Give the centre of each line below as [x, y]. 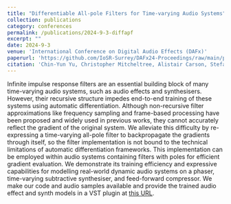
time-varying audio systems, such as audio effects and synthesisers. [104, 91]
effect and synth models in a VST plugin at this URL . [81, 193]
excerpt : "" [24, 39]
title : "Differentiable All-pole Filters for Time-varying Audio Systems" [117, 13]
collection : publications [44, 20]
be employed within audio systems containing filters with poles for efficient [113, 156]
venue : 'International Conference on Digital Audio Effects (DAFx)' [107, 52]
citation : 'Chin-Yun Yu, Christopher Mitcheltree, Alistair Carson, [107, 64]
